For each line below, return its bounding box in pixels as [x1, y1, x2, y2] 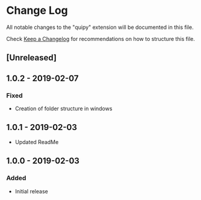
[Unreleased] [6, 52, 57, 63]
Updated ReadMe [14, 138, 59, 145]
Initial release [14, 187, 48, 195]
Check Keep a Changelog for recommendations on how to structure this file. [6, 35, 196, 42]
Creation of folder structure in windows [14, 105, 113, 112]
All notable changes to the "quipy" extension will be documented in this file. [6, 23, 194, 31]
